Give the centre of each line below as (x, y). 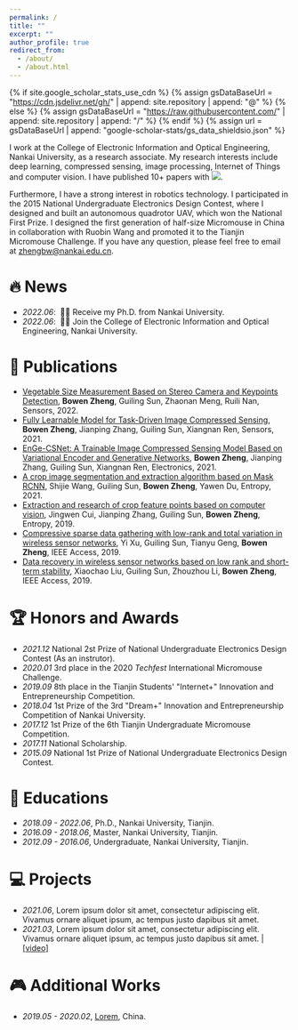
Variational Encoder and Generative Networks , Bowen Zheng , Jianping (152, 457)
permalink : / (33, 17)
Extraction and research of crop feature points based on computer (144, 504)
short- (278, 561)
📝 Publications (64, 366)
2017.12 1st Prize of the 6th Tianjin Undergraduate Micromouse (136, 724)
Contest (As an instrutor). (68, 658)
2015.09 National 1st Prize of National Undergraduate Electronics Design (154, 752)
